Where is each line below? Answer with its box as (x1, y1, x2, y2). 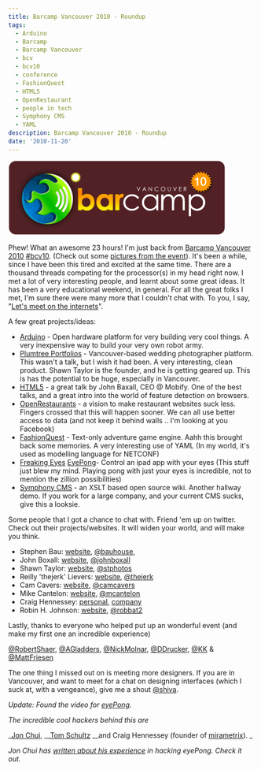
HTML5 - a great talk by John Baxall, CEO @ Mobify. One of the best (19, 382, 242, 392)
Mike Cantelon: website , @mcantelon (19, 588, 141, 598)
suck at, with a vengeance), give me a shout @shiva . (8, 684, 179, 694)
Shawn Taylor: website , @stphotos (19, 564, 132, 573)
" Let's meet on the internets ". (8, 301, 104, 311)
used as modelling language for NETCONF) (19, 449, 160, 459)
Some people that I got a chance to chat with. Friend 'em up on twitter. (8, 515, 237, 524)
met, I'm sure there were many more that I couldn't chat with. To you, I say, (8, 292, 250, 303)
